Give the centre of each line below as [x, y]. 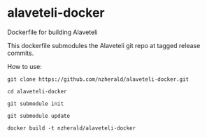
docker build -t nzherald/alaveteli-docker [72, 128]
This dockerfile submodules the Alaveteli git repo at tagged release [104, 45]
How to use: [24, 66]
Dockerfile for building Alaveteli [52, 32]
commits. [21, 53]
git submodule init [36, 103]
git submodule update [39, 116]
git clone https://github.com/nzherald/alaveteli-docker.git [98, 79]
